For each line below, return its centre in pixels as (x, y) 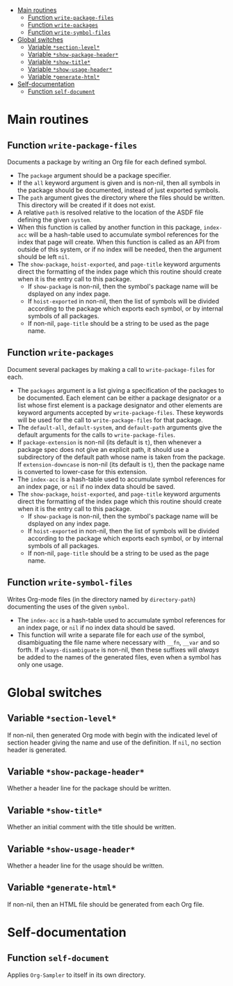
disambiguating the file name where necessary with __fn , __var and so (119, 642)
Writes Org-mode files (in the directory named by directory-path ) (102, 599)
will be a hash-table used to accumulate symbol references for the (124, 235)
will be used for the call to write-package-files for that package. (110, 420)
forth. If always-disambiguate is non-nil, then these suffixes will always (118, 650)
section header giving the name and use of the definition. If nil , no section (114, 742)
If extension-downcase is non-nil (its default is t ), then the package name (121, 464)
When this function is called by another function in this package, (110, 227)
